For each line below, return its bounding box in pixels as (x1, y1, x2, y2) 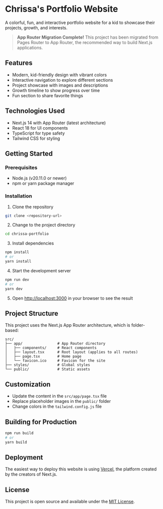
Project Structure (5, 309, 58, 317)
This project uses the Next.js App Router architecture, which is (5, 322, 130, 328)
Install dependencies (12, 241, 54, 246)
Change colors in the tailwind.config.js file (12, 403, 102, 409)
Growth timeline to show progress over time (12, 87, 100, 93)
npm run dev (5, 277, 29, 282)
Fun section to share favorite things (12, 92, 84, 98)
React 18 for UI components (12, 125, 68, 131)
